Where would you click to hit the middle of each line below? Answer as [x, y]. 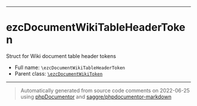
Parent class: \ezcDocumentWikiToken [58, 73]
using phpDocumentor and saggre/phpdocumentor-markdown [96, 97]
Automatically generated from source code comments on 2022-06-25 [105, 90]
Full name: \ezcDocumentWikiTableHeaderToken [70, 67]
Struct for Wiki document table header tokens [61, 56]
